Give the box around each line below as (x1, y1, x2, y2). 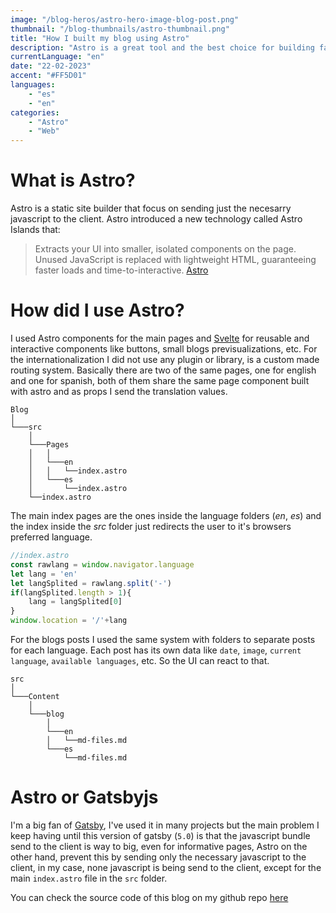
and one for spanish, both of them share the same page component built (10, 375, 310, 386)
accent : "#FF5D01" (10, 71, 87, 81)
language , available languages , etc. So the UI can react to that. (10, 655, 270, 666)
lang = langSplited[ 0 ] (28, 597, 123, 607)
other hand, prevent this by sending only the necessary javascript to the (10, 851, 307, 863)
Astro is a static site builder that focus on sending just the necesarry (10, 202, 292, 215)
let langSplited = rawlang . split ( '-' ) (10, 578, 172, 588)
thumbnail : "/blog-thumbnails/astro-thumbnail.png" (10, 24, 230, 34)
